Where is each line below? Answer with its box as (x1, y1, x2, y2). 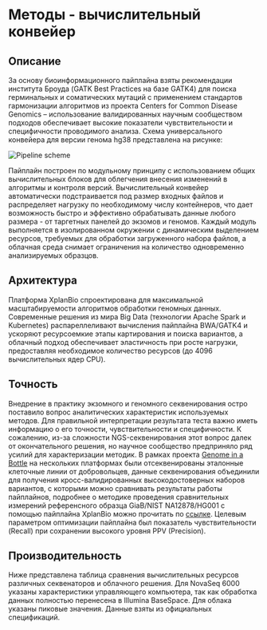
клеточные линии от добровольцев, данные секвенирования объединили (8, 466, 260, 476)
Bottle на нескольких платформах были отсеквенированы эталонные (8, 458, 244, 468)
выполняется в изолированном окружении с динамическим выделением (8, 225, 259, 235)
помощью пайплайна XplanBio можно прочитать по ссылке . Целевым (8, 509, 247, 518)
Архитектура (8, 274, 78, 287)
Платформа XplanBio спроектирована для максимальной (8, 295, 203, 304)
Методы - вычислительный (8, 6, 201, 24)
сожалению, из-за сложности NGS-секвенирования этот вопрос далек (8, 433, 252, 442)
